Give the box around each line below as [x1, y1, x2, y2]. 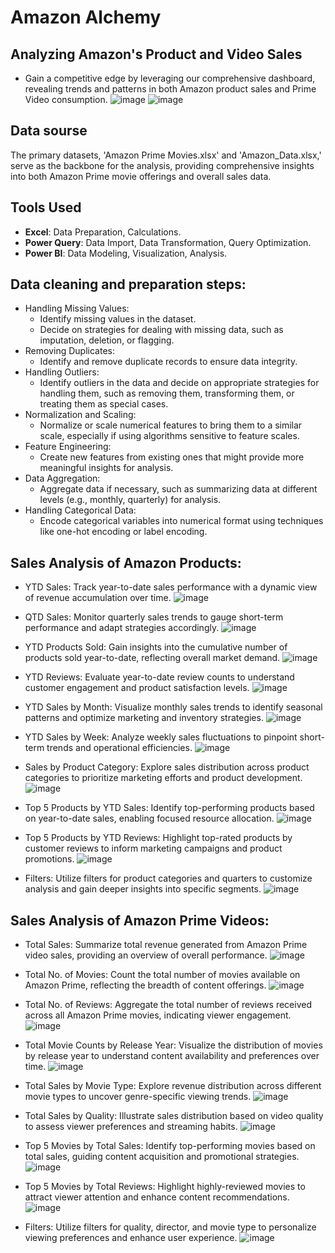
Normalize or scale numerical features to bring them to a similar [39, 419, 303, 431]
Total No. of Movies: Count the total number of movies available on [24, 969, 301, 981]
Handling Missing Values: [24, 302, 130, 315]
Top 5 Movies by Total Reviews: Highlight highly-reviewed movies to [24, 1181, 306, 1193]
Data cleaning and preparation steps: [10, 276, 247, 293]
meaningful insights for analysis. [39, 462, 174, 474]
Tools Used [10, 199, 82, 216]
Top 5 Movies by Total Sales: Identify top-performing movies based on [24, 1140, 316, 1152]
